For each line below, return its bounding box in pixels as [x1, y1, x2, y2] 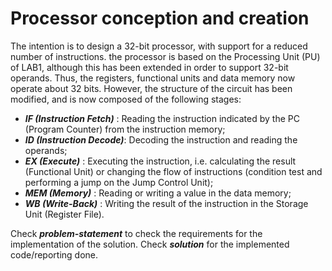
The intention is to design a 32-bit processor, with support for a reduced [10, 40, 308, 52]
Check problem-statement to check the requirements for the [10, 227, 263, 239]
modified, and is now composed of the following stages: [10, 93, 242, 105]
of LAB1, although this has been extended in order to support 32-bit [10, 61, 289, 73]
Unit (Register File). [24, 208, 105, 220]
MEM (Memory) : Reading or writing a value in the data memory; [24, 187, 292, 199]
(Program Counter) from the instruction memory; [24, 123, 226, 135]
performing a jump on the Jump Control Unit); [24, 176, 214, 188]
